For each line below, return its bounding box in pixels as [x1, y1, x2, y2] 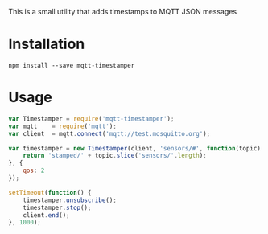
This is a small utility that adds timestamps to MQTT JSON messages [8, 7, 237, 16]
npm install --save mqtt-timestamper [8, 61, 135, 69]
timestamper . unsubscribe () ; [23, 196, 117, 204]
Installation [8, 35, 85, 53]
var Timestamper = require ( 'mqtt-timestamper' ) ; [8, 114, 175, 123]
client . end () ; [23, 211, 70, 220]
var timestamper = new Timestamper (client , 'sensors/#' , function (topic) [8, 144, 262, 152]
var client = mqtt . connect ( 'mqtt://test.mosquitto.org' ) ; [8, 129, 211, 138]
